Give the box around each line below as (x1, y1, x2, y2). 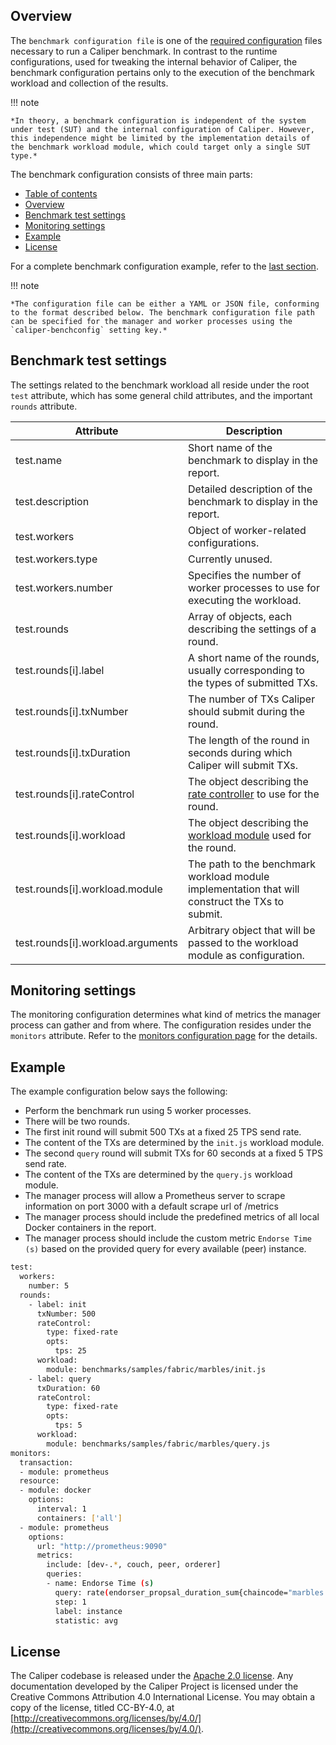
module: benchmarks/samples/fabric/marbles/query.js (46, 1439, 271, 1449)
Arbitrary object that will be (188, 923, 316, 937)
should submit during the (188, 704, 306, 718)
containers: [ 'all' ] (36, 1513, 123, 1523)
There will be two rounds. (24, 1115, 130, 1128)
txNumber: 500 (36, 1309, 97, 1319)
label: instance (54, 1606, 123, 1616)
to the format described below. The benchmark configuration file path (10, 307, 315, 318)
